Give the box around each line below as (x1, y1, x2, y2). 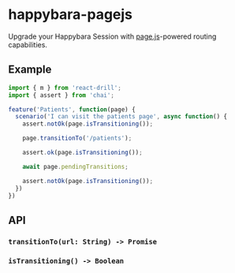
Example (8, 63, 52, 77)
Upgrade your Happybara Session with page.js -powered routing (8, 32, 217, 41)
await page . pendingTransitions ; (22, 163, 129, 170)
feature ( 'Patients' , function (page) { (8, 105, 136, 114)
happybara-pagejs (8, 6, 132, 24)
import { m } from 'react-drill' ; (8, 84, 122, 92)
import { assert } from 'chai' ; (8, 91, 114, 99)
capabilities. (8, 39, 47, 49)
